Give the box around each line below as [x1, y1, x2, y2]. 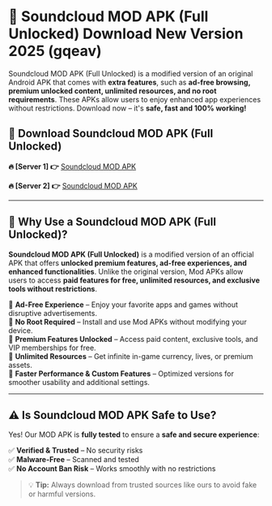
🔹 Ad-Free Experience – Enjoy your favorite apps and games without [8, 300, 239, 309]
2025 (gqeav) [8, 42, 103, 60]
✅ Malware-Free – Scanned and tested [8, 455, 139, 465]
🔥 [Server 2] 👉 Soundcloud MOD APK [8, 180, 138, 190]
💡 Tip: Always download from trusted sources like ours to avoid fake [28, 480, 257, 490]
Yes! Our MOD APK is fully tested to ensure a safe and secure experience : [8, 430, 260, 439]
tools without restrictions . [8, 283, 97, 293]
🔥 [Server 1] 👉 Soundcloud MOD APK [8, 162, 136, 171]
